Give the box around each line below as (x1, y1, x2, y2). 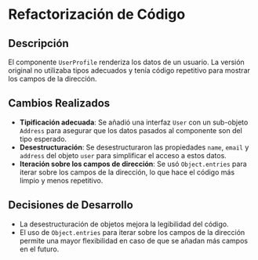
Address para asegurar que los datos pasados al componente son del (19, 125, 243, 135)
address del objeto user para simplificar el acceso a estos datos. (19, 150, 227, 160)
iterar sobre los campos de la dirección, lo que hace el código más (19, 167, 235, 177)
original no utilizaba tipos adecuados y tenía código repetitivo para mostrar (8, 66, 251, 75)
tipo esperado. (19, 134, 67, 143)
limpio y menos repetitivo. (19, 175, 104, 185)
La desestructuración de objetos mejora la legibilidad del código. (19, 219, 229, 229)
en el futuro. (19, 244, 60, 254)
